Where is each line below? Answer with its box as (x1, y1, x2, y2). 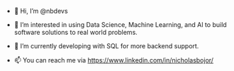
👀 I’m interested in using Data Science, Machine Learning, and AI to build (13, 21, 227, 28)
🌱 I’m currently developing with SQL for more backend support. (13, 42, 199, 50)
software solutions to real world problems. (13, 28, 138, 36)
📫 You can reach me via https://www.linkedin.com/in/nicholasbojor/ (13, 56, 214, 64)
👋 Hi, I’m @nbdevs (13, 7, 69, 15)
